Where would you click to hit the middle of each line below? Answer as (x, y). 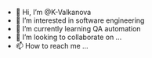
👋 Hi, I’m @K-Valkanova (53, 12)
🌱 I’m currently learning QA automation (78, 29)
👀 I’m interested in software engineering (80, 20)
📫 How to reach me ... (52, 46)
